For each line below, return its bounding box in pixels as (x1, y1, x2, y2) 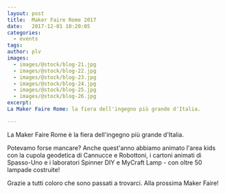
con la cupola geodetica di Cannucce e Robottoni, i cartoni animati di (7, 151, 202, 159)
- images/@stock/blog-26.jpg (13, 93, 97, 100)
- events (13, 36, 38, 43)
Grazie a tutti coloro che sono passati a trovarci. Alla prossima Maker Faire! (7, 179, 220, 187)
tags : (7, 42, 23, 49)
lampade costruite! (7, 165, 60, 173)
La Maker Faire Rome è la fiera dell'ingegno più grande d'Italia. (7, 130, 185, 138)
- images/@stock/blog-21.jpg (13, 61, 97, 68)
